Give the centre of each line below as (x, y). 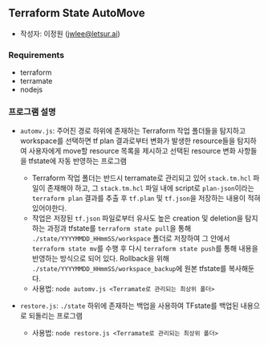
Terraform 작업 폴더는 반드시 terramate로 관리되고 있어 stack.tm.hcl (141, 178)
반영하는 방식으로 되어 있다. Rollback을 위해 (101, 259)
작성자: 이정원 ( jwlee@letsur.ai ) (70, 33)
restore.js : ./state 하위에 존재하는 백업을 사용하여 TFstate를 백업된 (129, 306)
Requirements (37, 55)
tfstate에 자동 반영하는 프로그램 (77, 161)
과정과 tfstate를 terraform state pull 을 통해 (119, 228)
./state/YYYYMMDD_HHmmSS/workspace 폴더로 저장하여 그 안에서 (131, 238)
